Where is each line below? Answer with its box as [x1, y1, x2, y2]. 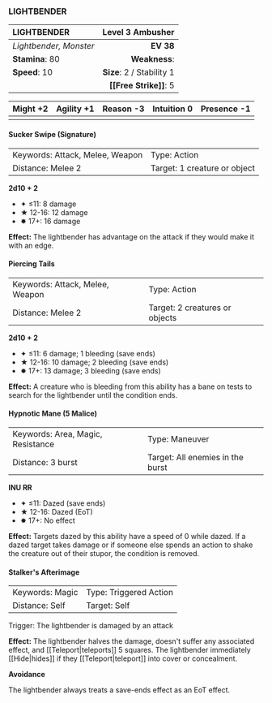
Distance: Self [12, 600, 66, 611]
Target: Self [86, 600, 130, 611]
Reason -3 [102, 103, 145, 114]
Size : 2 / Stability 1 [102, 67, 175, 78]
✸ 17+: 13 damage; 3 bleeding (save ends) [19, 365, 162, 375]
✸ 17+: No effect [19, 515, 75, 525]
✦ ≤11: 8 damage [19, 199, 77, 209]
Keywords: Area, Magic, [12, 428, 103, 439]
